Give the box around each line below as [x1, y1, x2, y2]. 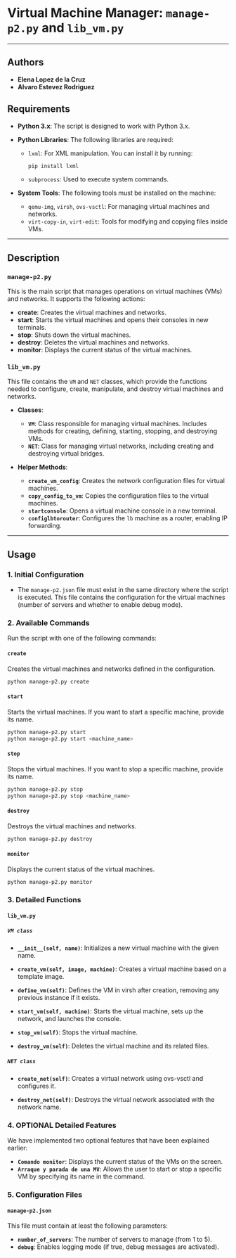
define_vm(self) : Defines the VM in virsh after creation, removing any [17, 986, 220, 994]
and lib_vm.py [41, 20, 124, 36]
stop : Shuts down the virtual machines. [17, 330, 131, 339]
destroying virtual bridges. [27, 449, 105, 458]
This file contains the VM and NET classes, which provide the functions [7, 378, 207, 386]
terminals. [17, 323, 47, 332]
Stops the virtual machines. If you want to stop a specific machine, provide [7, 764, 223, 773]
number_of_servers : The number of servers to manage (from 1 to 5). [17, 1235, 213, 1244]
